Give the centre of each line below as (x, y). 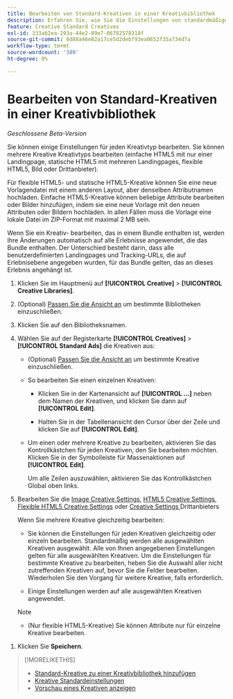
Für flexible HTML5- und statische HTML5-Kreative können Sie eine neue (112, 182)
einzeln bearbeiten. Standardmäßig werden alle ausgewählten (116, 541)
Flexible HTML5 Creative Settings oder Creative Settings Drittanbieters (118, 506)
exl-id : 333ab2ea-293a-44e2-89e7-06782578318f (76, 33)
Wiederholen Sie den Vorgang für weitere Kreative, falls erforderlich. (126, 577)
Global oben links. (53, 485)
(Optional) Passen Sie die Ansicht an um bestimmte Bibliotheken (109, 304)
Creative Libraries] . (46, 290)
